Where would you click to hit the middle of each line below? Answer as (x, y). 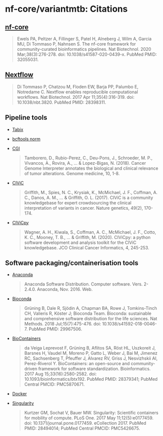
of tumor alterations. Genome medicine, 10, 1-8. (72, 173)
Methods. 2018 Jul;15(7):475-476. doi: (63, 324)
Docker (20, 394)
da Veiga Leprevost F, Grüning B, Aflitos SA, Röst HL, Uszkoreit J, (90, 348)
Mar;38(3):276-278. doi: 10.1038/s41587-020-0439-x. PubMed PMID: (87, 54)
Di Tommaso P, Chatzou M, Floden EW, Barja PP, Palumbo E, (78, 87)
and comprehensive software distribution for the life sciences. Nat (91, 319)
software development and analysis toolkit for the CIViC (80, 242)
